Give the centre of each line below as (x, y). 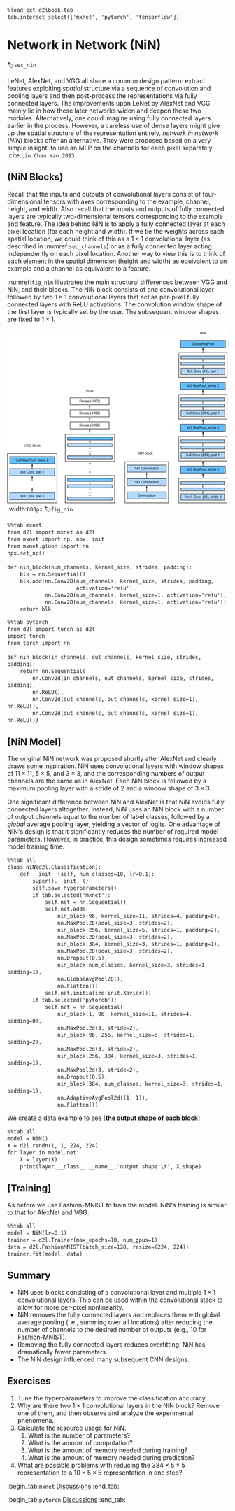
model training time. (36, 846)
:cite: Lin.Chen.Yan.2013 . (42, 155)
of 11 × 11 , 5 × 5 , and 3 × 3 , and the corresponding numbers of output (106, 774)
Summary (29, 1276)
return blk (36, 609)
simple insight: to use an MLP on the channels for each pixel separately (110, 148)
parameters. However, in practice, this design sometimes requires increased (117, 839)
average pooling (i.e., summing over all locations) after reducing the (115, 1322)
